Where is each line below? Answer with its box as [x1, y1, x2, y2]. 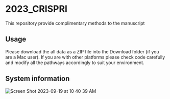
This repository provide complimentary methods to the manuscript [5, 20, 145, 26]
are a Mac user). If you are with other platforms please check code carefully [5, 54, 165, 60]
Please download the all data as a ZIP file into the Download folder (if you [5, 48, 159, 54]
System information [5, 74, 70, 83]
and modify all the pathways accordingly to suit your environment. [5, 60, 144, 66]
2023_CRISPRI [5, 3, 68, 15]
